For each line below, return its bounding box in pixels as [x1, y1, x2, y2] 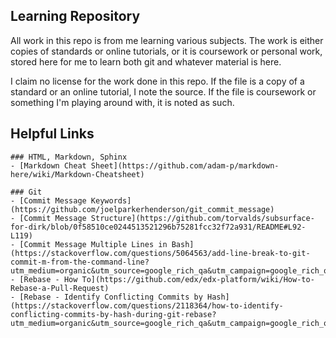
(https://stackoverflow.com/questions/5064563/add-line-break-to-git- [10, 248, 311, 258]
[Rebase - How [19, 274, 78, 284]
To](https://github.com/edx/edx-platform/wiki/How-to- [81, 274, 315, 284]
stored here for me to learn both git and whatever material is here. [10, 55, 282, 68]
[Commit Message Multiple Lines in [19, 239, 168, 249]
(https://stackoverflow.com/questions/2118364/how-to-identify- [10, 300, 284, 311]
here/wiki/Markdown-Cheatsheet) [10, 169, 145, 179]
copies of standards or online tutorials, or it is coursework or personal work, [10, 45, 323, 57]
